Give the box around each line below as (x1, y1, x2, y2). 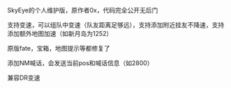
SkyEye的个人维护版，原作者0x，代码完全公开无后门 (7, 6, 158, 14)
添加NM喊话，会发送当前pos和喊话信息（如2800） (7, 59, 154, 67)
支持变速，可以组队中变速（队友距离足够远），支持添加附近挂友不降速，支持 (7, 21, 225, 29)
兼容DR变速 (7, 73, 40, 82)
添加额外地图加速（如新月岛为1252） (7, 30, 113, 37)
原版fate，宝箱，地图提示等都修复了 (7, 44, 110, 52)
